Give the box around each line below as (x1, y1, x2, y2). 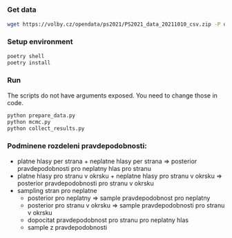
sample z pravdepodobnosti (27, 223, 108, 231)
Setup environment (7, 37, 74, 46)
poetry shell (7, 53, 45, 59)
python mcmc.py (7, 118, 51, 125)
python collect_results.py (7, 125, 85, 132)
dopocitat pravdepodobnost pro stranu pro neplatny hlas (27, 216, 188, 224)
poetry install (7, 59, 51, 66)
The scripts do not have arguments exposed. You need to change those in (7, 91, 217, 100)
